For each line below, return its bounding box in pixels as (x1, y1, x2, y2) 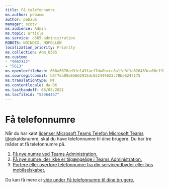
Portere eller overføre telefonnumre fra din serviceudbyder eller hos (12, 162, 153, 168)
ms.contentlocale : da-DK (5, 82, 57, 87)
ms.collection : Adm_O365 (5, 50, 57, 55)
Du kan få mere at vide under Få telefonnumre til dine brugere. (5, 177, 135, 183)
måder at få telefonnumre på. (5, 141, 66, 147)
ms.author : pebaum (5, 12, 44, 17)
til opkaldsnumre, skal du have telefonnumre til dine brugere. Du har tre (5, 136, 152, 142)
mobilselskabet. (12, 167, 46, 173)
